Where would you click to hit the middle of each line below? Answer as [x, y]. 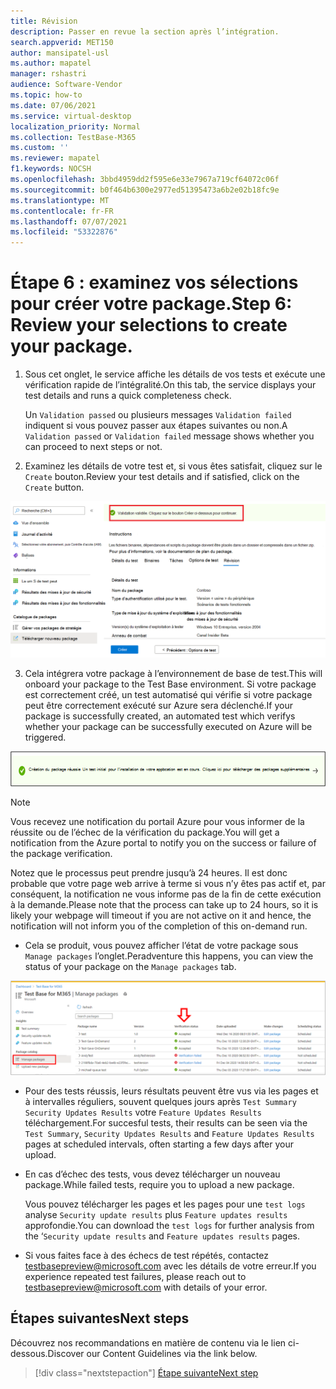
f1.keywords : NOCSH [51, 169]
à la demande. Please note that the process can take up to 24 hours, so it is [164, 905]
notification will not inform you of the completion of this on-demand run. [159, 926]
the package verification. [61, 854]
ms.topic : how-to [46, 95]
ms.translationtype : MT [60, 200]
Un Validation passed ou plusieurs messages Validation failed [158, 415]
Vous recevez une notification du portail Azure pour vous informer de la [157, 822]
